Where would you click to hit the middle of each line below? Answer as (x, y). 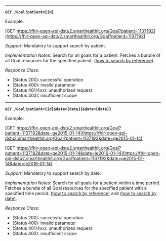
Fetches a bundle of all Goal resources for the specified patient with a (76, 188)
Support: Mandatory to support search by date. (53, 173)
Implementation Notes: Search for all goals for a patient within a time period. (83, 183)
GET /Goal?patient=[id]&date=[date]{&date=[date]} (58, 109)
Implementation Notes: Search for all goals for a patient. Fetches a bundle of (83, 55)
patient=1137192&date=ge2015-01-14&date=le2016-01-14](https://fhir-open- (83, 153)
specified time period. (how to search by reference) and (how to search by (81, 193)
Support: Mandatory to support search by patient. (56, 46)
